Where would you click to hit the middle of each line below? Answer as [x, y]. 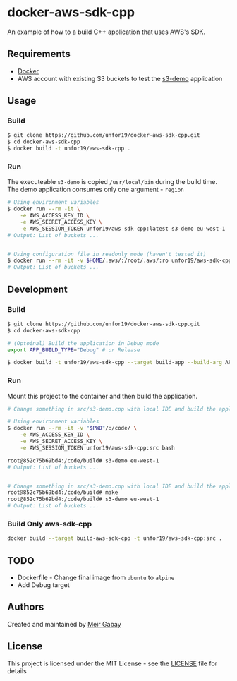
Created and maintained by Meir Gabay [64, 624]
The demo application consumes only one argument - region [96, 189]
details [17, 670]
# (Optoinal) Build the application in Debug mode [83, 343]
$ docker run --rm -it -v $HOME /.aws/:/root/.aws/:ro [88, 261]
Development [38, 289]
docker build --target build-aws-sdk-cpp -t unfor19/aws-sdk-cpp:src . [115, 538]
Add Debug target [44, 585]
